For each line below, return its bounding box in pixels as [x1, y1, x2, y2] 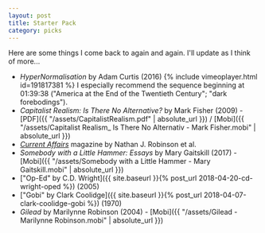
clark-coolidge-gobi [19, 199, 86, 208]
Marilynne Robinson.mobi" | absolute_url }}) [19, 216, 164, 225]
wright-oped [19, 182, 61, 192]
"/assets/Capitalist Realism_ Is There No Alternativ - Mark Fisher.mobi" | [19, 122, 256, 132]
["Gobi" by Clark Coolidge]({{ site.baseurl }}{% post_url [19, 190, 203, 200]
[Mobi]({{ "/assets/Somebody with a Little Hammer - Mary [19, 157, 211, 166]
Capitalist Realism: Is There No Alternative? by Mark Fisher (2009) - [19, 106, 244, 115]
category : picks [8, 26, 62, 34]
